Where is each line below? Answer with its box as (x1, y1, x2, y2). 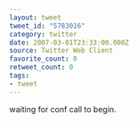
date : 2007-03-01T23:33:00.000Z (9, 37, 129, 47)
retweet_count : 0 (9, 63, 74, 72)
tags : (9, 71, 29, 80)
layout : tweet (9, 12, 62, 22)
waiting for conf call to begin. (9, 103, 118, 114)
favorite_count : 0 (9, 54, 77, 63)
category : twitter (9, 29, 77, 38)
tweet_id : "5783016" (9, 21, 86, 30)
